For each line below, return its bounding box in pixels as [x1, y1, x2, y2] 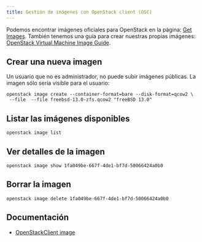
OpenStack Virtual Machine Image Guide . [6, 39, 111, 46]
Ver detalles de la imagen [6, 146, 106, 157]
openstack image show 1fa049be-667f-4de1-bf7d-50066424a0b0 [6, 163, 164, 169]
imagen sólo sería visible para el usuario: [6, 79, 110, 87]
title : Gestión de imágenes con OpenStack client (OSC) [6, 9, 152, 15]
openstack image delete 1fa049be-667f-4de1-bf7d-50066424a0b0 [6, 195, 169, 201]
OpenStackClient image [15, 228, 76, 236]
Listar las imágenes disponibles [6, 113, 130, 123]
